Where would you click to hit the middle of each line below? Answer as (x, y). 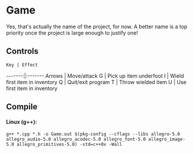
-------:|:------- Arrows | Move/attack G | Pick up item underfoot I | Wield (95, 76)
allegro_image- (167, 139)
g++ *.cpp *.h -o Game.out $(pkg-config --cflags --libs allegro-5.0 (93, 134)
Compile (22, 107)
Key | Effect (22, 65)
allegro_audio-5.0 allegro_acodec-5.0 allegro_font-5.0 (76, 139)
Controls (22, 51)
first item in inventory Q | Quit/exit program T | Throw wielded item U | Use (96, 82)
